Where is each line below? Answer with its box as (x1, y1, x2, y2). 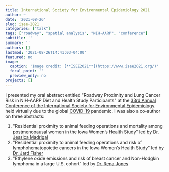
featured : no (5, 54, 33, 60)
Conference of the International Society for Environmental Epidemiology (5, 102, 155, 109)
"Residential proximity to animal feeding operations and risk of (12, 139, 142, 145)
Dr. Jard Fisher (12, 150, 44, 156)
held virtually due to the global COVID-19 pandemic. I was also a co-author (5, 108, 160, 114)
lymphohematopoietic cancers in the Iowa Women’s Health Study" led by (12, 145, 164, 151)
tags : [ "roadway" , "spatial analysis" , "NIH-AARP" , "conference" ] (5, 31, 148, 36)
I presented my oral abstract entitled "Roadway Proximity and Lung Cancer (5, 92, 161, 98)
